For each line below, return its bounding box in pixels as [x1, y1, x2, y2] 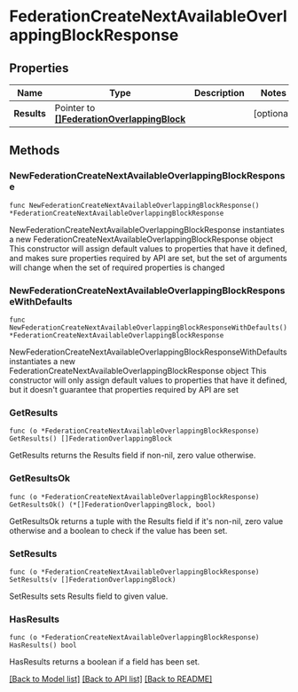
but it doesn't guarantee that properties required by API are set [9, 384, 239, 394]
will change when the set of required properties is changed [9, 262, 225, 273]
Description [193, 87, 246, 99]
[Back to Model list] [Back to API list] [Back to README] [9, 673, 213, 685]
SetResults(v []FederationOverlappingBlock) [9, 575, 176, 584]
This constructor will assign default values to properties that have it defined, [9, 243, 288, 254]
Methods [9, 143, 60, 158]
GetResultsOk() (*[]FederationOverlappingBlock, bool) [9, 500, 216, 509]
